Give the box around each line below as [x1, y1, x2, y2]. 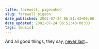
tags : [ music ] [5, 25, 34, 30]
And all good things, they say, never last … [5, 38, 89, 44]
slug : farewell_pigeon [5, 12, 51, 16]
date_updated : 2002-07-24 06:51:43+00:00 [5, 20, 90, 26]
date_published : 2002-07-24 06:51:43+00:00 [5, 16, 95, 21]
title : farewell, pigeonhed [5, 7, 62, 12]
